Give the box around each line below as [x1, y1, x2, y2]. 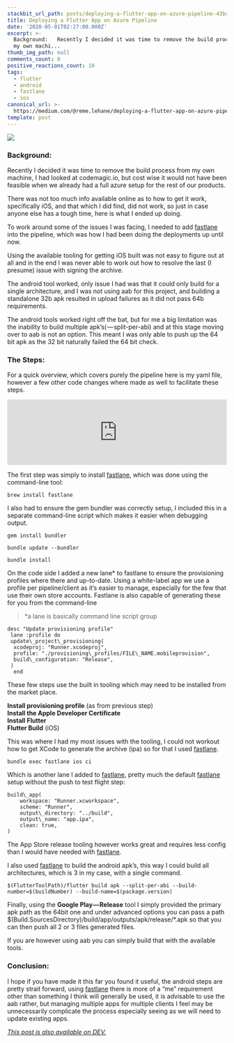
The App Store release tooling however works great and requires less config [7, 841, 226, 849]
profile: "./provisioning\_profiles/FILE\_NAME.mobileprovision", [13, 650, 210, 657]
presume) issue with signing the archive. [7, 266, 124, 274]
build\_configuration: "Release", [13, 656, 114, 663]
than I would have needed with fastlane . [7, 848, 122, 856]
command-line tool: [7, 478, 63, 487]
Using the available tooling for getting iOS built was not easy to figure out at [7, 251, 224, 259]
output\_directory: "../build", [19, 810, 114, 817]
